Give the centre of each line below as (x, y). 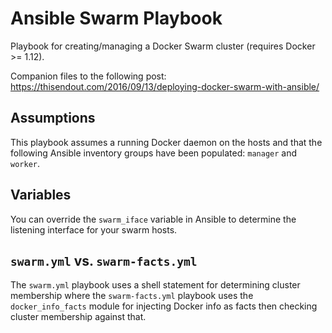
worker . (25, 163)
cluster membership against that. (78, 317)
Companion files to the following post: (88, 76)
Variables (41, 195)
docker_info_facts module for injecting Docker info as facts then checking (164, 306)
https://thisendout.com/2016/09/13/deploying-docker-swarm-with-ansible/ (165, 86)
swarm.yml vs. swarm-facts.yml (104, 260)
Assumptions (53, 118)
